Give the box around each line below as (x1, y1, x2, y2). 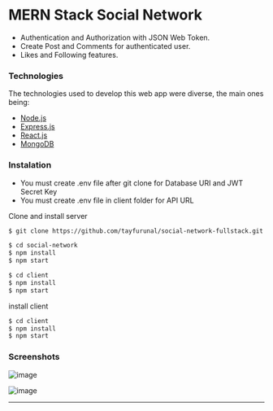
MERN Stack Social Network (8, 6, 203, 24)
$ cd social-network (8, 242, 79, 250)
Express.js (19, 122, 55, 132)
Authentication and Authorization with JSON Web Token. (19, 33, 210, 42)
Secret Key (19, 186, 58, 196)
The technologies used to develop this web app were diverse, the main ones (8, 89, 264, 98)
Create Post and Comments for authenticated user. (19, 41, 191, 50)
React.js (19, 130, 48, 140)
